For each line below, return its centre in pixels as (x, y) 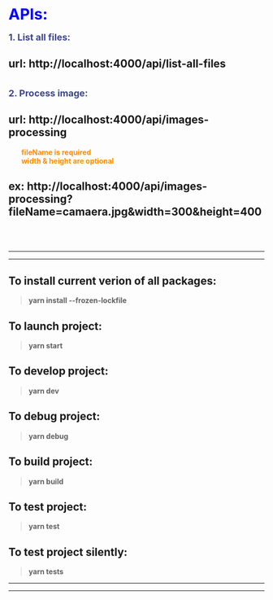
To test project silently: (68, 552)
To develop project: (58, 371)
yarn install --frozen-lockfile (78, 300)
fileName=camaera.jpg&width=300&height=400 (135, 212)
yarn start (45, 346)
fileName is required (56, 152)
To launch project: (56, 326)
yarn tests (46, 572)
